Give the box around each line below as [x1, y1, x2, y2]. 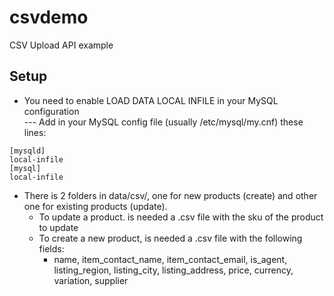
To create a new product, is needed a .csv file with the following [38, 232, 303, 244]
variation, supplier [53, 274, 129, 286]
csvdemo [9, 6, 89, 29]
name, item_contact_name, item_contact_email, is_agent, [53, 253, 288, 265]
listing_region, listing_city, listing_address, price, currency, [53, 264, 294, 276]
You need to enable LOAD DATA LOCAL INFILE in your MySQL [23, 94, 279, 106]
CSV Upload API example [9, 39, 114, 51]
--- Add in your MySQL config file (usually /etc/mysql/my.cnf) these [23, 116, 304, 128]
